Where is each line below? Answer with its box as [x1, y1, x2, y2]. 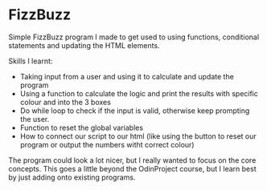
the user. [19, 114, 50, 123]
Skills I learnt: [8, 56, 53, 66]
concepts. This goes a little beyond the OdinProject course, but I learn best [8, 164, 257, 173]
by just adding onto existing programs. [8, 172, 136, 182]
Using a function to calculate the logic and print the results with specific [19, 88, 259, 98]
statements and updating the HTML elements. [8, 40, 160, 50]
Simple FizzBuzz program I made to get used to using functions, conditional [8, 32, 260, 42]
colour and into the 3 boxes [19, 97, 111, 107]
